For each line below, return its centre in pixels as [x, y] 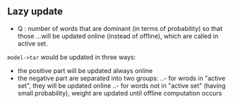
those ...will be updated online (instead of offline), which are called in [118, 36]
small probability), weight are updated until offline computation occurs [120, 93]
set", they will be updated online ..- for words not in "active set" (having [121, 85]
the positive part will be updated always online [85, 70]
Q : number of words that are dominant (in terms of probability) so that [120, 28]
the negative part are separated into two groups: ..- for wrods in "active [121, 78]
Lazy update [35, 12]
